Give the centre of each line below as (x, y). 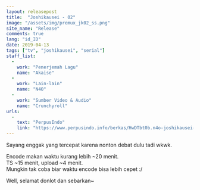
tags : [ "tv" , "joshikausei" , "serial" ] (56, 51)
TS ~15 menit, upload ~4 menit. (45, 163)
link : (24, 128)
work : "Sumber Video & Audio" (54, 100)
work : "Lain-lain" (40, 84)
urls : (13, 111)
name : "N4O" (32, 89)
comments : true (25, 34)
